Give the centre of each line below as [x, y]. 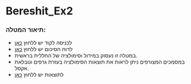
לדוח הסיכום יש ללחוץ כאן [43, 49]
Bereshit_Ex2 [39, 11]
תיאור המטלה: [26, 30]
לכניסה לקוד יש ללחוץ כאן [43, 43]
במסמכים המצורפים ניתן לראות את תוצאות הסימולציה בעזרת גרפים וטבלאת [99, 62]
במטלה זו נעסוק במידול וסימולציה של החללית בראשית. [76, 56]
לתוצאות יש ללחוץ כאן [39, 75]
